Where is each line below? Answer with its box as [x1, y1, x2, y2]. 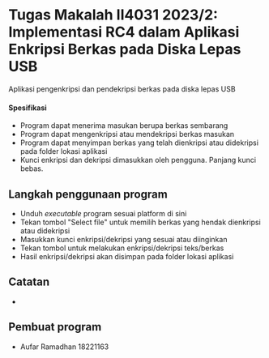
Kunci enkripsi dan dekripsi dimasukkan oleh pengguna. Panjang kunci [19, 156, 257, 165]
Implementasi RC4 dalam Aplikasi [8, 23, 240, 41]
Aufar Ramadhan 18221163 [19, 342, 109, 352]
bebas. [19, 164, 44, 173]
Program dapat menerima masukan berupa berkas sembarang [19, 121, 228, 130]
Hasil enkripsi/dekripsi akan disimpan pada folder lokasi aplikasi [19, 251, 234, 261]
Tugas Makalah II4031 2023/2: [8, 6, 219, 24]
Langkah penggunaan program [8, 187, 168, 201]
